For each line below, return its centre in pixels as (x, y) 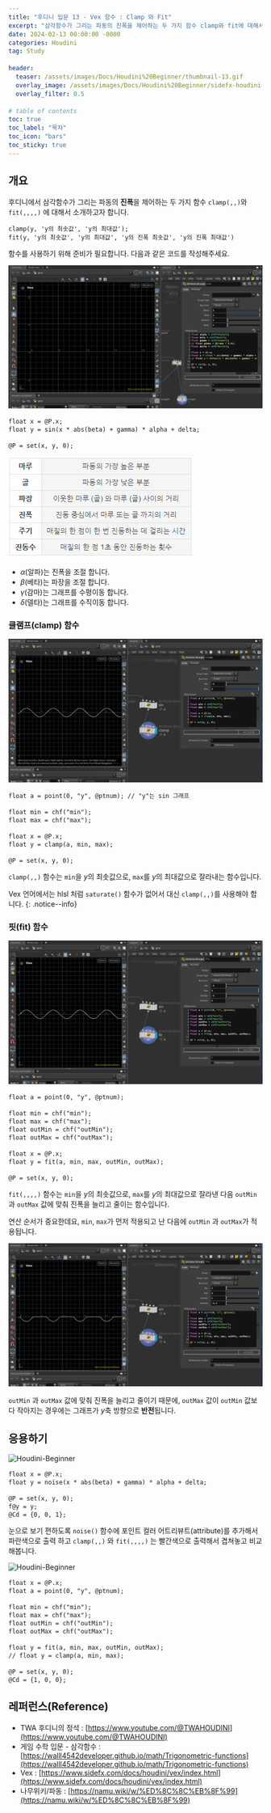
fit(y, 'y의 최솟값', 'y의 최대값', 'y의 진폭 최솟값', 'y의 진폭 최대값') (121, 237)
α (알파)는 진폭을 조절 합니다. (65, 572)
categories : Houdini (43, 43)
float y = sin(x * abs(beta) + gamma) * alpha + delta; (104, 430)
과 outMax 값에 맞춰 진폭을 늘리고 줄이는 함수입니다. (89, 1204)
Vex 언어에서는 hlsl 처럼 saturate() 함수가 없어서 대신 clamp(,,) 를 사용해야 (128, 894)
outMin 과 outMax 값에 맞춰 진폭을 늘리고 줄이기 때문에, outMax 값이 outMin (125, 1401)
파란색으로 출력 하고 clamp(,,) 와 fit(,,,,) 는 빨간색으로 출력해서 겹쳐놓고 (128, 1540)
